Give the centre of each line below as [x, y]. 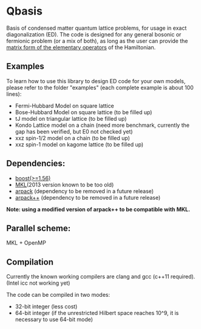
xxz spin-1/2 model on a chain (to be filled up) [73, 138]
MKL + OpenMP [26, 243]
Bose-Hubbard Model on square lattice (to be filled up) [83, 112]
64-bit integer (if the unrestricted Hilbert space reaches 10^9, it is [97, 313]
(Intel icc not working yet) [38, 283]
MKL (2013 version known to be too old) [64, 185]
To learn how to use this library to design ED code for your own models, [96, 81]
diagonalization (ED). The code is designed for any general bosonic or [94, 34]
